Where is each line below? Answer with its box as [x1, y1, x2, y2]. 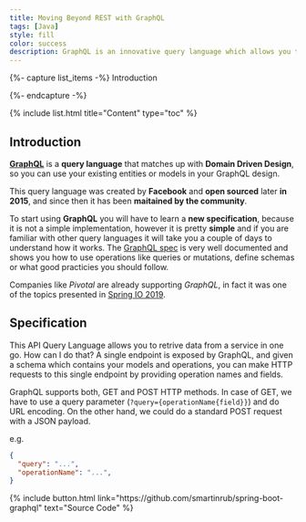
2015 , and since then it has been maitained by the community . [9, 195, 248, 206]
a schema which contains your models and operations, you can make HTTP [9, 359, 293, 370]
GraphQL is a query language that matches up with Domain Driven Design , [9, 158, 294, 169]
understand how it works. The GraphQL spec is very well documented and [9, 242, 289, 253]
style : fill [9, 30, 55, 39]
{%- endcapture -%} [9, 90, 87, 101]
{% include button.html [9, 493, 96, 504]
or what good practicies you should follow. [9, 261, 169, 272]
